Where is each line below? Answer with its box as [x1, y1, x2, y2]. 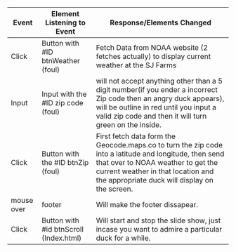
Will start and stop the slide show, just [96, 215, 221, 225]
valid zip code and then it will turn [96, 112, 207, 121]
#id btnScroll [41, 225, 84, 234]
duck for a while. [96, 233, 151, 243]
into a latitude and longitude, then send [96, 149, 225, 159]
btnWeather [41, 56, 81, 65]
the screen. [96, 184, 133, 194]
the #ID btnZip [41, 158, 89, 167]
